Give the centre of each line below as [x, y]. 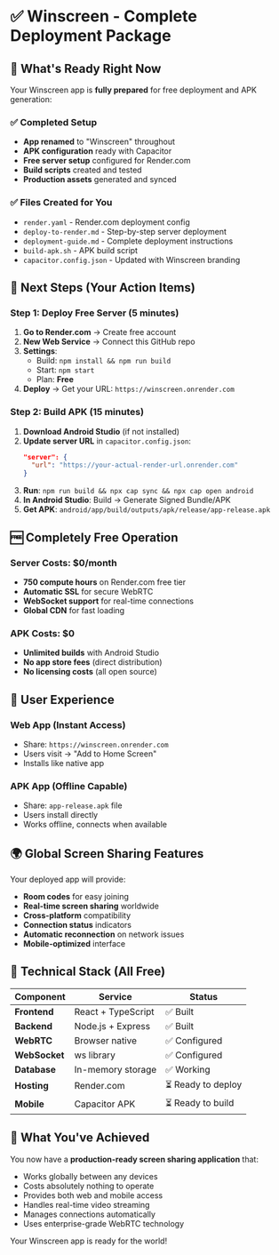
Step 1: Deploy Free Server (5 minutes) [95, 313]
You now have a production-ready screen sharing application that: [134, 1159]
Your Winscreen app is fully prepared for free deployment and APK [133, 90]
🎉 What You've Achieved [80, 1138]
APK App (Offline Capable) [69, 786]
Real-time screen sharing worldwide [91, 906]
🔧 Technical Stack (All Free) [88, 972]
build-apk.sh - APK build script [80, 250]
